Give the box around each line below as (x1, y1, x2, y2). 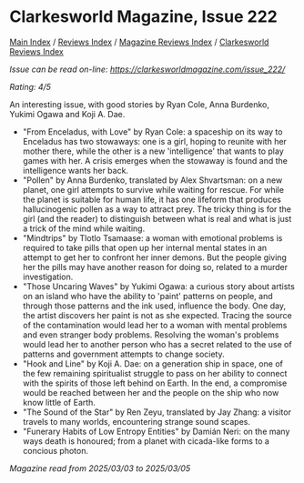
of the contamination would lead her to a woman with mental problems (22, 319, 288, 330)
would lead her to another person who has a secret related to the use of (22, 338, 293, 349)
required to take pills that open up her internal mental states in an (22, 242, 268, 253)
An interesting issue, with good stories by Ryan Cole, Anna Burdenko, (9, 98, 270, 110)
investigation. (22, 271, 74, 282)
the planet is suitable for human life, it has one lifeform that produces (22, 194, 282, 205)
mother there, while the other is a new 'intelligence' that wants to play (22, 146, 284, 156)
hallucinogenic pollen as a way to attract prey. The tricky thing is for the (22, 203, 292, 215)
